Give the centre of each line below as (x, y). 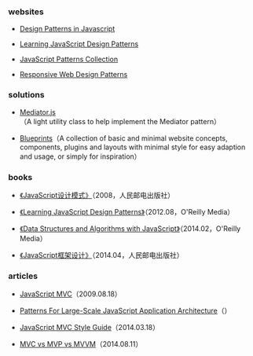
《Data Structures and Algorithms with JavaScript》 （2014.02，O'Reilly (130, 228)
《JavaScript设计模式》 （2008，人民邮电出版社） (97, 195)
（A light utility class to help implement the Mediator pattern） (120, 121)
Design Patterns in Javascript (67, 29)
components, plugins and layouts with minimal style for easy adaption (132, 147)
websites (26, 12)
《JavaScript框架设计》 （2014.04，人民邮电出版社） (101, 255)
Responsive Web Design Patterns (73, 75)
